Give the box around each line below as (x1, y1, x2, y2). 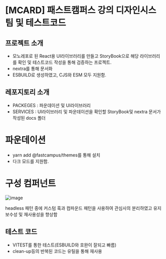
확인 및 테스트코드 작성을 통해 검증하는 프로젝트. (18, 59, 112, 65)
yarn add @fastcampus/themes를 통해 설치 (12, 152, 100, 158)
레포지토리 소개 (5, 88, 50, 97)
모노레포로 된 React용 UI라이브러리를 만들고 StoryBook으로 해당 (12, 53, 139, 59)
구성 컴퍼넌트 (5, 178, 56, 189)
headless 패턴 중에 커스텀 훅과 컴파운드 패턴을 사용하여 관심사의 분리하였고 (5, 205, 152, 211)
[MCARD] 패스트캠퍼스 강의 (5, 5, 114, 16)
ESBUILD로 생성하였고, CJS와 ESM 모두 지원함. (12, 72, 107, 78)
